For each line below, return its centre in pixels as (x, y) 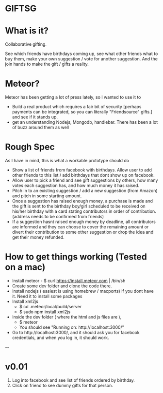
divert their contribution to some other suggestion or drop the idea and (83, 232)
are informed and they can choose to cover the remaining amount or (80, 227)
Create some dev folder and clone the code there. (62, 286)
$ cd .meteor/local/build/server (50, 306)
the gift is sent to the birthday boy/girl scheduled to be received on (79, 206)
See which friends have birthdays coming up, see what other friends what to (81, 54)
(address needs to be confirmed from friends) (58, 216)
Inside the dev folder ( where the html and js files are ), (67, 317)
